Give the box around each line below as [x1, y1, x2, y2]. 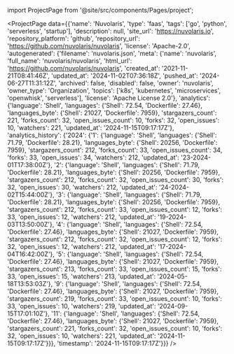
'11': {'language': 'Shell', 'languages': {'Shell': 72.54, [51, 309, 200, 318]
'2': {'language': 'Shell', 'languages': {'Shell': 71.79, [53, 161, 200, 169]
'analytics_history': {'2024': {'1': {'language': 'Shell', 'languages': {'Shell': [7, 131, 217, 139]
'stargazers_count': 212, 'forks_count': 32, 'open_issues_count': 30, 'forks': [7, 176, 224, 184]
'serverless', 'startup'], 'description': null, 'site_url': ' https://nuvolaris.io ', [7, 27, 214, 35]
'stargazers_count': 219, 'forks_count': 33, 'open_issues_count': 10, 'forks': [7, 295, 223, 303]
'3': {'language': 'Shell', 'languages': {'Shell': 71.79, [55, 190, 202, 199]
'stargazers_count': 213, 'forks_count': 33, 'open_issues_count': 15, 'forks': [7, 265, 222, 273]
